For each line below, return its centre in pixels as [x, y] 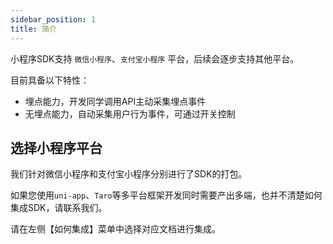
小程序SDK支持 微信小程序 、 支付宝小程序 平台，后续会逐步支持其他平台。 [155, 58]
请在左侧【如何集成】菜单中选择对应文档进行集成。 [115, 229]
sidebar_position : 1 [53, 19]
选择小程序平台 [56, 147]
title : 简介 [33, 29]
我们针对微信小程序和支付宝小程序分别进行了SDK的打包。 [129, 174]
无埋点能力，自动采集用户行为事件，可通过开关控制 [130, 113]
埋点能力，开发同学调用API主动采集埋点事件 [115, 101]
